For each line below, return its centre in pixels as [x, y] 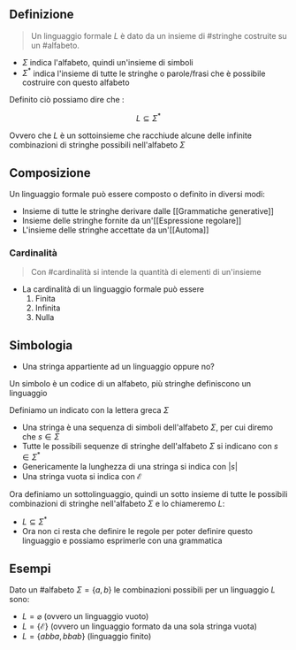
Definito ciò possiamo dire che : [67, 100]
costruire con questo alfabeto [76, 82]
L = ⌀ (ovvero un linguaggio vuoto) [85, 616]
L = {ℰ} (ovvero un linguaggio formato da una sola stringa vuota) [140, 626]
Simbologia [41, 345]
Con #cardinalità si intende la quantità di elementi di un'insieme [146, 272]
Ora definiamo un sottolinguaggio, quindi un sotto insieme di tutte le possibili [148, 493]
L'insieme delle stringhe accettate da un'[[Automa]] [115, 230]
